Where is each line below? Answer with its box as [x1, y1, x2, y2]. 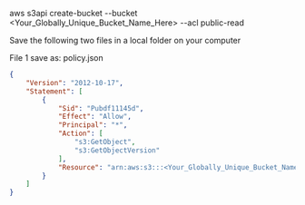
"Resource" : [57, 162, 103, 171]
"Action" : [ [57, 129, 103, 139]
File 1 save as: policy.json [9, 53, 103, 63]
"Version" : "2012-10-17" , [25, 78, 124, 87]
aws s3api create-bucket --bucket [9, 8, 138, 18]
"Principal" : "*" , [57, 121, 128, 130]
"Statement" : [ [25, 86, 84, 96]
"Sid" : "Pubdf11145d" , [57, 103, 144, 112]
